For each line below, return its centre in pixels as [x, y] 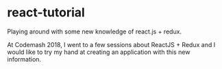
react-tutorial [46, 13]
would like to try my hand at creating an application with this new [99, 52]
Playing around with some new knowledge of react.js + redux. [95, 31]
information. [24, 59]
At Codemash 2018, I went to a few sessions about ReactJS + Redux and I [111, 44]
